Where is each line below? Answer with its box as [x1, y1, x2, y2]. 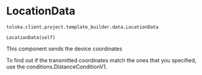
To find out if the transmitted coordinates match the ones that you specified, [6, 56, 197, 64]
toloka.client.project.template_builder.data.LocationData [6, 24, 159, 30]
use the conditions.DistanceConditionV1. [6, 63, 107, 70]
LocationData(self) [6, 34, 56, 40]
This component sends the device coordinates [6, 45, 123, 52]
